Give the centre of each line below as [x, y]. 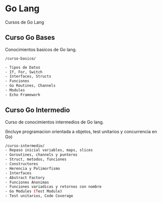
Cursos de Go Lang [24, 22]
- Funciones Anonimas [27, 182]
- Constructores [22, 164]
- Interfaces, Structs [28, 77]
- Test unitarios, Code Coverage [39, 196]
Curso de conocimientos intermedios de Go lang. [55, 122]
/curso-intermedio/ [25, 145]
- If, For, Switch [24, 72]
